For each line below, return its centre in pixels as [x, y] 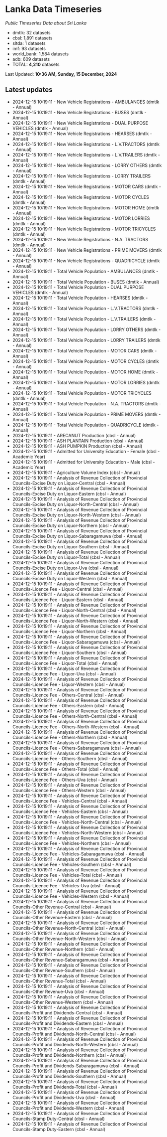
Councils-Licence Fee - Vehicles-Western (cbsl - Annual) [71, 896]
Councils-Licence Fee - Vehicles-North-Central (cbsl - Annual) [77, 822]
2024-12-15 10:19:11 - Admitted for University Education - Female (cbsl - [86, 451]
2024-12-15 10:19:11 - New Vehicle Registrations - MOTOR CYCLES [81, 197]
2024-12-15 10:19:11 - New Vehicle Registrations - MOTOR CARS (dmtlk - [87, 186]
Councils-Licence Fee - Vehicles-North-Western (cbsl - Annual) [78, 832]
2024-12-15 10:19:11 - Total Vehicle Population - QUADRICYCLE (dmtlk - [85, 425]
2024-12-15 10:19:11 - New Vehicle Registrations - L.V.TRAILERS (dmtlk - [86, 155]
